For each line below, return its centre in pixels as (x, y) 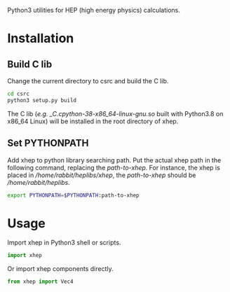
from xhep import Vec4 (40, 282)
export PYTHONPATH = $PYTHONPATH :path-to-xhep (73, 195)
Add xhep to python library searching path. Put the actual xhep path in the (114, 160)
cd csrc (19, 94)
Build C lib (30, 64)
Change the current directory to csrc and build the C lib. (88, 81)
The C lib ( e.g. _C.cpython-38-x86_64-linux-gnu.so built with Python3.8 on (115, 113)
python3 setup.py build (42, 100)
